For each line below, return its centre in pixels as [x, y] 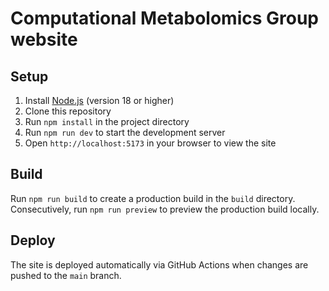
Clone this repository [68, 111]
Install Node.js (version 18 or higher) [99, 100]
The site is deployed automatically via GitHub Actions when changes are [159, 264]
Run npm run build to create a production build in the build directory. [153, 198]
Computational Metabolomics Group [164, 18]
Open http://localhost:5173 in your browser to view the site [150, 143]
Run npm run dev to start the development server [125, 132]
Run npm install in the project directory [107, 121]
